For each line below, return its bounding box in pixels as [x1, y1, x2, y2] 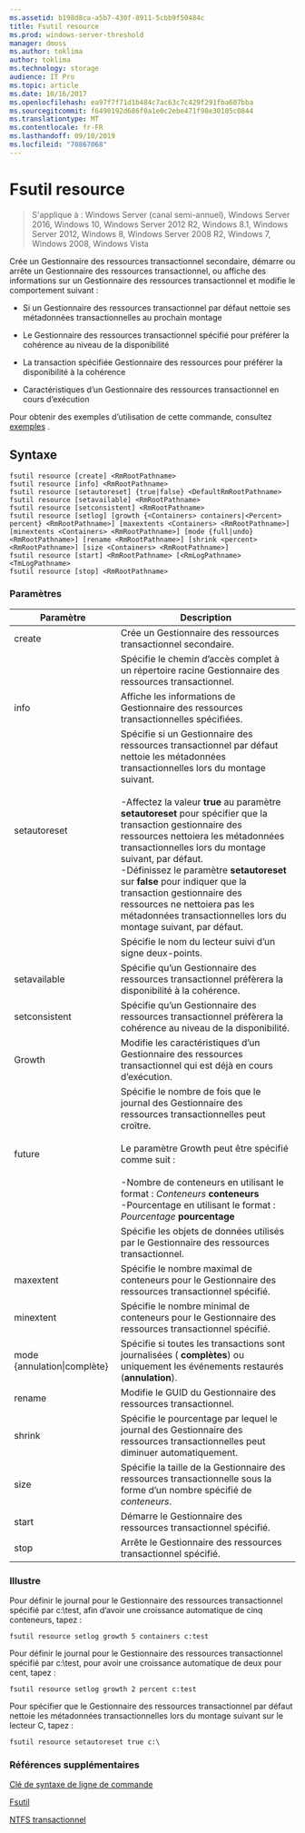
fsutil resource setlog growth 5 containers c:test [9, 1632, 209, 1641]
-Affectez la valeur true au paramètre [121, 796, 281, 808]
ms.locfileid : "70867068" [9, 140, 107, 149]
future [14, 1147, 41, 1160]
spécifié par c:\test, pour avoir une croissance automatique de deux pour [9, 1658, 282, 1669]
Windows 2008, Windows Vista [31, 238, 150, 249]
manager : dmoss [9, 38, 67, 48]
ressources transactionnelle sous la [121, 1472, 272, 1485]
